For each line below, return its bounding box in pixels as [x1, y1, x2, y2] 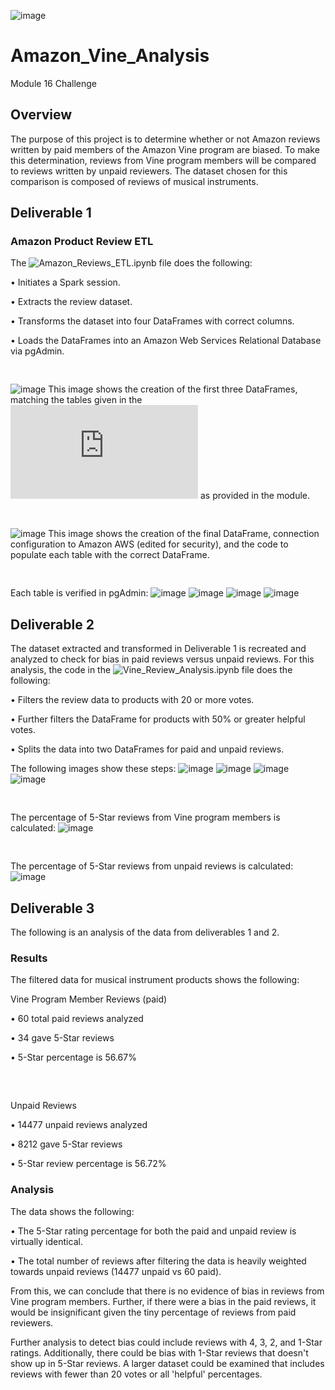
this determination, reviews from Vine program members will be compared [10, 154, 317, 166]
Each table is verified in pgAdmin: [10, 587, 149, 599]
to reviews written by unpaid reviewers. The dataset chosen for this [10, 165, 288, 177]
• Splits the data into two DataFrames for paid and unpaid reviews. [10, 743, 285, 755]
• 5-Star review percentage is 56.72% [10, 1158, 167, 1170]
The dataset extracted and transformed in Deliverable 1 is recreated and [10, 643, 307, 655]
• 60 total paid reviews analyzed [10, 1013, 144, 1025]
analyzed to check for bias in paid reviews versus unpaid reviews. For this [10, 653, 315, 665]
